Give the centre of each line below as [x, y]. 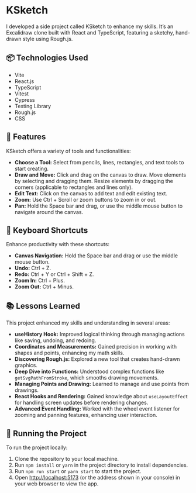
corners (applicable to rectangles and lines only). [74, 187]
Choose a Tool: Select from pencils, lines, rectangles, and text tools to [99, 162]
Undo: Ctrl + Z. [33, 268]
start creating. [31, 168]
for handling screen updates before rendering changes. [81, 403]
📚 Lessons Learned [43, 306]
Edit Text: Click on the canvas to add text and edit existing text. [91, 193]
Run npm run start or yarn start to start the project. [78, 471]
